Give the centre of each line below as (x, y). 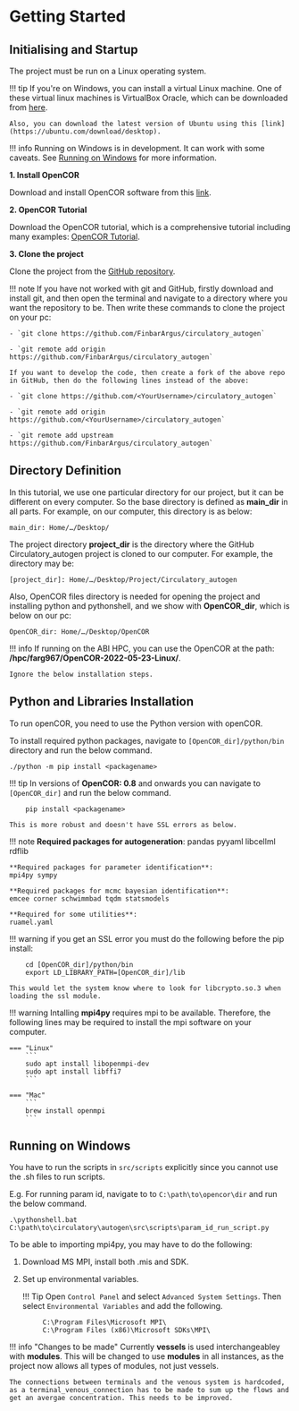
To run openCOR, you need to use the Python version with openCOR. (136, 723)
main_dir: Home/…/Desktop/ (59, 527)
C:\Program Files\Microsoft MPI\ (104, 1322)
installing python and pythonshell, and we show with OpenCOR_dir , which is (149, 605)
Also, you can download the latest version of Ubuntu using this (133, 124)
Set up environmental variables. (80, 1279)
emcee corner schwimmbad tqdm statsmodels (89, 898)
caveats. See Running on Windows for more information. (113, 158)
